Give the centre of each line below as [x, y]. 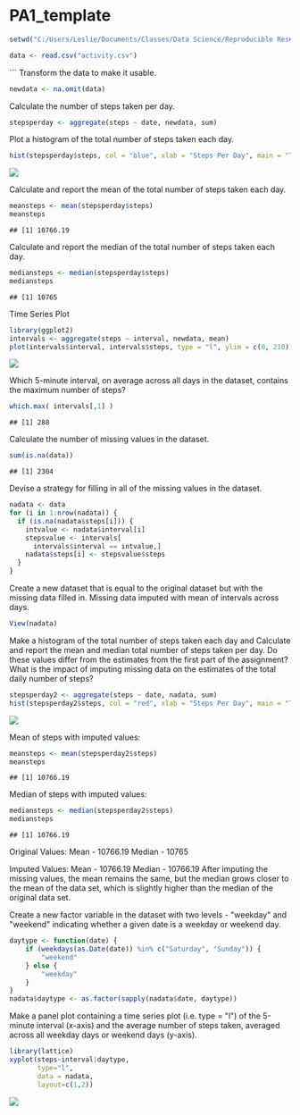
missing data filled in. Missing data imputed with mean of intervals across [144, 598]
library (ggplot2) [42, 330]
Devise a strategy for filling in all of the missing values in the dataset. [136, 489]
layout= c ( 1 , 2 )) [65, 1085]
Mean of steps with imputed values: [75, 737]
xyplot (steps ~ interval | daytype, [69, 1060]
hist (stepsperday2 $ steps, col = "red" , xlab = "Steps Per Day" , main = [145, 703]
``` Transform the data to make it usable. [83, 72]
